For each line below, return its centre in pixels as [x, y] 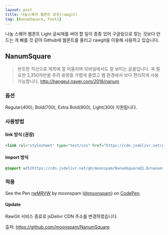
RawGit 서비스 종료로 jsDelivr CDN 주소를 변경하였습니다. [62, 216]
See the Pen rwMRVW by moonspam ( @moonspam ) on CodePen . [73, 193]
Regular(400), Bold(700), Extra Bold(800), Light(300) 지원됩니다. [71, 107]
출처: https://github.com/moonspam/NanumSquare [57, 227]
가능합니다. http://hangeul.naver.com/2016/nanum [68, 81]
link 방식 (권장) [20, 134]
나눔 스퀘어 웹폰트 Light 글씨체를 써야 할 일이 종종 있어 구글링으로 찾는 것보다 [80, 34]
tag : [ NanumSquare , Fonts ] [33, 19]
